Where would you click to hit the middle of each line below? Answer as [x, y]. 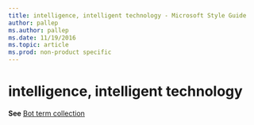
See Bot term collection [47, 113]
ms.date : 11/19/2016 [42, 38]
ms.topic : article [38, 45]
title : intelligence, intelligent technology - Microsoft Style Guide [127, 15]
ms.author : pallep [38, 30]
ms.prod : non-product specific [60, 52]
